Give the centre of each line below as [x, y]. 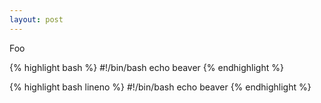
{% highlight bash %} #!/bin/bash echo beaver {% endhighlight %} [146, 67]
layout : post [36, 19]
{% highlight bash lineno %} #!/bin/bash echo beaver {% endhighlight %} [160, 87]
